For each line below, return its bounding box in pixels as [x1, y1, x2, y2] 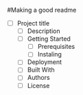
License [27, 81, 50, 89]
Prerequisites [37, 43, 75, 51]
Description [27, 27, 60, 35]
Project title [16, 19, 50, 27]
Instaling [37, 50, 62, 59]
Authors [27, 74, 50, 82]
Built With [27, 65, 55, 74]
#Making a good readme [7, 6, 77, 14]
